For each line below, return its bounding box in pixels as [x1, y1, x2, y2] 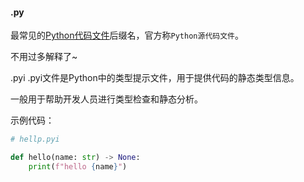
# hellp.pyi [10, 134, 60, 145]
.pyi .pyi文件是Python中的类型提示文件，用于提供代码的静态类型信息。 [10, 72, 300, 84]
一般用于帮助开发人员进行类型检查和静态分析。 [10, 93, 203, 105]
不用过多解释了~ [10, 51, 78, 63]
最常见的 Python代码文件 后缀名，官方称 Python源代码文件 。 [10, 29, 244, 42]
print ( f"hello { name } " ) [28, 161, 128, 172]
